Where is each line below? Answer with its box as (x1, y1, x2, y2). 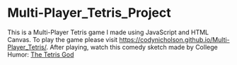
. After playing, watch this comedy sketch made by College (45, 43, 218, 51)
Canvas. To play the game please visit (7, 35, 118, 43)
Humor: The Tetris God (7, 50, 74, 59)
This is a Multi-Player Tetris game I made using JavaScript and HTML (7, 28, 209, 36)
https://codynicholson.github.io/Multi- (119, 35, 230, 43)
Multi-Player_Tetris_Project (7, 5, 171, 21)
